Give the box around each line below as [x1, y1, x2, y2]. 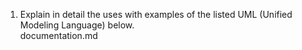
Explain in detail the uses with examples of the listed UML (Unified [19, 9, 293, 20]
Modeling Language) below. [19, 19, 135, 31]
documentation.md [19, 30, 98, 41]
